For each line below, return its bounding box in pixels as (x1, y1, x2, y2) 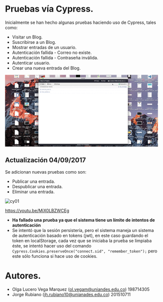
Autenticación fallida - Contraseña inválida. (12, 54, 98, 60)
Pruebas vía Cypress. (5, 3, 94, 15)
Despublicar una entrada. (12, 183, 63, 189)
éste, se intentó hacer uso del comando (12, 243, 92, 249)
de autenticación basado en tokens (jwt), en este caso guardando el (12, 232, 148, 238)
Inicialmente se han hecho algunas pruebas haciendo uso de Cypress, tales (5, 19, 156, 25)
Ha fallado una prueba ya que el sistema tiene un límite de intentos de (12, 217, 155, 223)
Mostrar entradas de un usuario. (12, 44, 77, 50)
